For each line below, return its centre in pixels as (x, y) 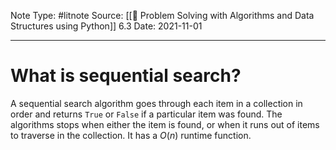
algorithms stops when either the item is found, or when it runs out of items (165, 124)
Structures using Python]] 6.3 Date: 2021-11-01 (106, 26)
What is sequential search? (126, 76)
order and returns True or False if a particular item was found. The (146, 114)
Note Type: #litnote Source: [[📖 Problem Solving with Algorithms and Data (162, 15)
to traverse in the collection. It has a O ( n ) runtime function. (131, 135)
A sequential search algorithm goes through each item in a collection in (156, 103)
